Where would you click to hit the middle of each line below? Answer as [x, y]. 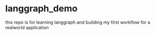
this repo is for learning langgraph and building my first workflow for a [78, 22]
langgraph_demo [42, 9]
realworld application [27, 27]
